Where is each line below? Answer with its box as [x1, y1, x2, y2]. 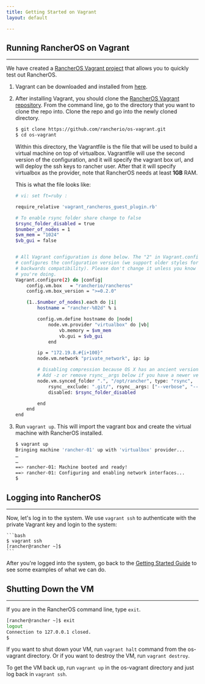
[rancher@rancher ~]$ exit [6, 617, 75, 623]
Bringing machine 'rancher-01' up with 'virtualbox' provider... [15, 447, 185, 453]
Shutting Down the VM [6, 584, 95, 594]
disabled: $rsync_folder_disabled [48, 389, 136, 396]
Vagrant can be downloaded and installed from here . [15, 83, 148, 91]
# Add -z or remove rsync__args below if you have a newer [37, 372, 190, 378]
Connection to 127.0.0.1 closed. [6, 629, 92, 635]
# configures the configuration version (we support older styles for [15, 260, 199, 266]
